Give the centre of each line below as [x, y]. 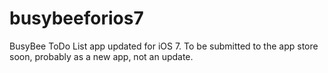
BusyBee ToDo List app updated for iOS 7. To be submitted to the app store [164, 46]
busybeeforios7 [76, 18]
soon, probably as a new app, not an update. [101, 56]
